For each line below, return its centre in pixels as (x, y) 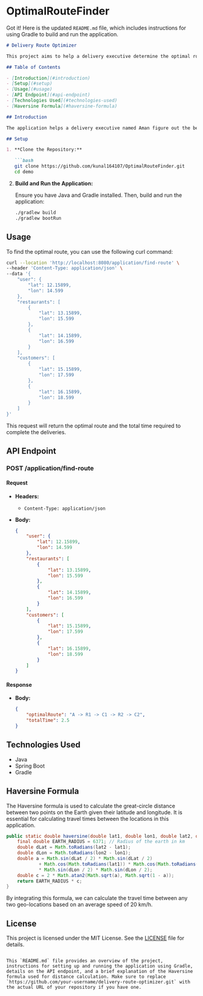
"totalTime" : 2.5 (48, 721)
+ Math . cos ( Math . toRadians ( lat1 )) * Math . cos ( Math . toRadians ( (118, 864)
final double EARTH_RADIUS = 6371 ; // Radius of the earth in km (101, 842)
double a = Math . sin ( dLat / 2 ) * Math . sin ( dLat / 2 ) (85, 859)
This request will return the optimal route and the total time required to (94, 426)
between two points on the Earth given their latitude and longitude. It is (94, 812)
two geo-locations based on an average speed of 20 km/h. (79, 905)
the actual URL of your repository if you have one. (74, 988)
